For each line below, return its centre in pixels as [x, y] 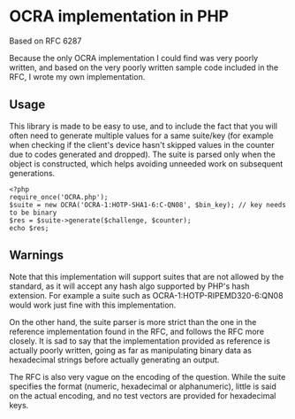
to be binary [33, 213]
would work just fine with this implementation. [93, 305]
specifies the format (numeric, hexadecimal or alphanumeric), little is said [143, 386]
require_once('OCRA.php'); [59, 197]
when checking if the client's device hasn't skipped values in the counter [142, 144]
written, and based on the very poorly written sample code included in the [144, 67]
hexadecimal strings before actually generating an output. [114, 360]
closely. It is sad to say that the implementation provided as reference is [140, 341]
